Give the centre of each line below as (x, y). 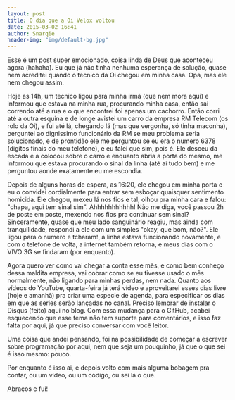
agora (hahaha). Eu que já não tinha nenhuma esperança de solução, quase (117, 68)
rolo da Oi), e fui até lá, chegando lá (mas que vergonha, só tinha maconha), (118, 126)
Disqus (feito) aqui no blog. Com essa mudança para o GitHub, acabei (109, 311)
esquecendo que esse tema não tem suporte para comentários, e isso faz (114, 318)
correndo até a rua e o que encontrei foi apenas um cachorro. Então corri (114, 111)
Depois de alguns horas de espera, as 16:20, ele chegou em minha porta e (115, 185)
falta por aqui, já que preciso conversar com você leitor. (88, 325)
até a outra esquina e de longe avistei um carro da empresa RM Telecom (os (118, 119)
